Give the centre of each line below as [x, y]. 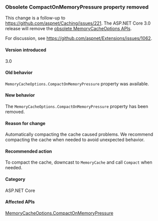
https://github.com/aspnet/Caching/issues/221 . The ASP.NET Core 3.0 [78, 23]
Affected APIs [20, 202]
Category [15, 179]
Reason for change [25, 123]
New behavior [20, 95]
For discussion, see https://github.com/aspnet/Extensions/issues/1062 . [79, 38]
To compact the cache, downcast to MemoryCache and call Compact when [79, 162]
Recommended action [29, 151]
